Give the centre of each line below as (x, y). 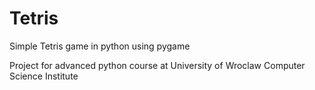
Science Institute (44, 76)
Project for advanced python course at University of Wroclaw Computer (157, 65)
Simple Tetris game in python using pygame (100, 46)
